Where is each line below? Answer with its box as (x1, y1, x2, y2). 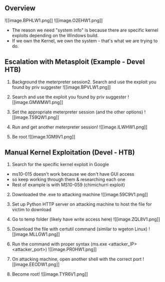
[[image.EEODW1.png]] (11, 261, 60, 267)
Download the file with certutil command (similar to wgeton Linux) (11, 226, 148, 232)
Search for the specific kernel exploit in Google (11, 162, 109, 168)
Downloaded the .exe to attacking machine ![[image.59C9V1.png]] (11, 192, 148, 198)
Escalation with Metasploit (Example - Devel (4, 58, 145, 66)
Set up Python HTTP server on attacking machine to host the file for (11, 201, 152, 207)
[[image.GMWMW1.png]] (11, 99, 63, 105)
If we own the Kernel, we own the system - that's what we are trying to (11, 38, 158, 44)
